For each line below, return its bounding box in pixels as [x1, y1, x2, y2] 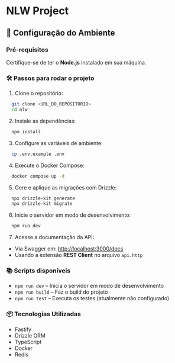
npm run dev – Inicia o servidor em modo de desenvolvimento [14, 282, 164, 290]
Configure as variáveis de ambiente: [14, 139, 103, 146]
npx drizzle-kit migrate [11, 201, 73, 207]
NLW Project [6, 4, 69, 18]
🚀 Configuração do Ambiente [6, 28, 115, 38]
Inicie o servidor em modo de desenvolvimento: [14, 211, 131, 219]
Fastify [14, 326, 31, 333]
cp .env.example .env [11, 151, 65, 157]
